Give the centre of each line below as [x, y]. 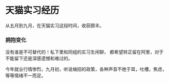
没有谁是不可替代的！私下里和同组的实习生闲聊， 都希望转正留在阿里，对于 [84, 52]
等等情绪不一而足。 [26, 76]
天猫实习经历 [33, 10]
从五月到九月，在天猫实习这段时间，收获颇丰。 [55, 25]
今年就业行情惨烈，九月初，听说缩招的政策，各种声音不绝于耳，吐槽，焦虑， [86, 69]
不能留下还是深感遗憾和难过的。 [39, 59]
